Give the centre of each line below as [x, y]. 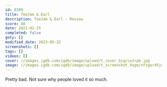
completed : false [23, 33]
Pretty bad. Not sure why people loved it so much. [56, 80]
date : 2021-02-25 [23, 28]
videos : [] [16, 56]
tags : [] [14, 51]
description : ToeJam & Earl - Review [44, 19]
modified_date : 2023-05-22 [33, 42]
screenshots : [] [22, 47]
